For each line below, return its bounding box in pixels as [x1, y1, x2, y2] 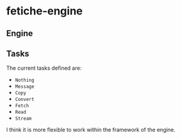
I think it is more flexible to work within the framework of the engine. [6, 126, 176, 134]
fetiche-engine [6, 4, 83, 18]
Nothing [14, 77, 34, 84]
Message [14, 84, 34, 90]
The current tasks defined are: [6, 64, 82, 72]
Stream [14, 116, 32, 122]
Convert [14, 96, 34, 103]
